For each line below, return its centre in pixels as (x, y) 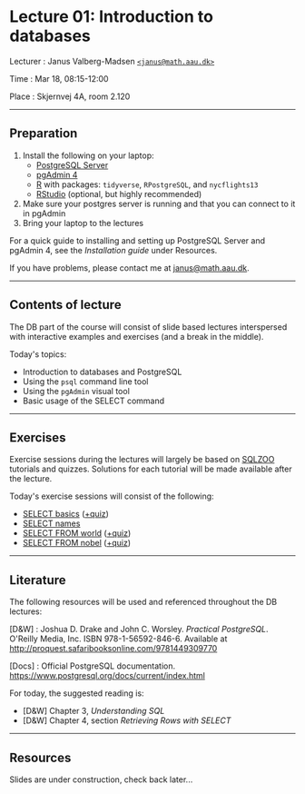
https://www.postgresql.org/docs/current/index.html (108, 676)
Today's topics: (38, 354)
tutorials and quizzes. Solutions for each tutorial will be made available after (151, 469)
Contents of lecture (65, 305)
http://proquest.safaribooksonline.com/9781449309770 (113, 649)
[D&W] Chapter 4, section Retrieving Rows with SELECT (127, 720)
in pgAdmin (44, 213)
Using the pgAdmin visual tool (76, 391)
